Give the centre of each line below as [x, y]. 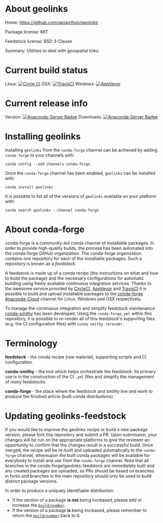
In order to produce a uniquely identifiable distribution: [60, 490]
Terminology [31, 343]
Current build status [46, 70]
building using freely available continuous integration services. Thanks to [78, 283]
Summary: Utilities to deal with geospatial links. [52, 51]
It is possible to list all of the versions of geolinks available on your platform [81, 196]
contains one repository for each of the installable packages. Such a [73, 258]
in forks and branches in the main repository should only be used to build [78, 476]
